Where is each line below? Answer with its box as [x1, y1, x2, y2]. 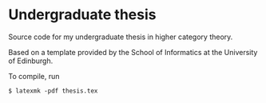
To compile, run [8, 71, 60, 81]
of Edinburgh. [8, 56, 54, 65]
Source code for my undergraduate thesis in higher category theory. [8, 32, 233, 42]
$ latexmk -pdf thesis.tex [8, 86, 98, 95]
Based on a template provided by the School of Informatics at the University [8, 47, 258, 57]
